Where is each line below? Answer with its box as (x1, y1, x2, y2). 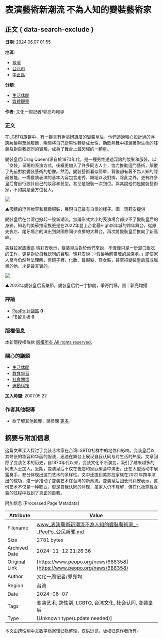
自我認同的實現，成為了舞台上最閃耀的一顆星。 (17, 146, 112, 152)
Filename (7, 524, 29, 531)
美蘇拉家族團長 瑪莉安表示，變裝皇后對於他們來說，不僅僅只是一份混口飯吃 (5, 245, 155, 251)
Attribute (9, 512, 31, 519)
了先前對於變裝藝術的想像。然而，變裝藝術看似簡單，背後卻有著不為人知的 (5, 168, 154, 175)
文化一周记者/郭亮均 (36, 573, 82, 580)
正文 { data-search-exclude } (5, 25, 94, 33)
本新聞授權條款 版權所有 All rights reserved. (5, 339, 92, 345)
